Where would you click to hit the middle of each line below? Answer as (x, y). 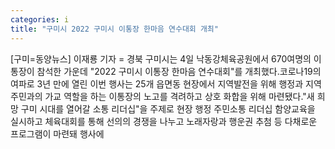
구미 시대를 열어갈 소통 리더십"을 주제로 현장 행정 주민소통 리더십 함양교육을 (168, 108)
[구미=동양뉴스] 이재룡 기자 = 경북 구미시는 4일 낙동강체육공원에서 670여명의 (161, 58)
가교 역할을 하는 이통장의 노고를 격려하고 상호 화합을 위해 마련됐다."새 (179, 96)
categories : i (40, 19)
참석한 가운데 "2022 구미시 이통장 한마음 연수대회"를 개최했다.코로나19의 (179, 71)
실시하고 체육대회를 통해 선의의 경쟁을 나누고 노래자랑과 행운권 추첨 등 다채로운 (164, 121)
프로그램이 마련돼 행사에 (57, 133)
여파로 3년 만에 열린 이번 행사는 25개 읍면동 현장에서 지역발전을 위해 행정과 (157, 83)
